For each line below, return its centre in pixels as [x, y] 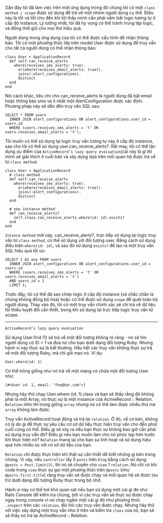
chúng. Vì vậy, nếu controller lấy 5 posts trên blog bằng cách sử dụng [76, 459]
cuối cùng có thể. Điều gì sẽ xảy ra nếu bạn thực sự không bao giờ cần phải [81, 429]
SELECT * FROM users [26, 115]
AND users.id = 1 [27, 281]
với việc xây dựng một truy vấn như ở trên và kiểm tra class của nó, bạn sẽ [80, 510]
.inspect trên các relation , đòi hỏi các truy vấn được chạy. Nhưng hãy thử [80, 505]
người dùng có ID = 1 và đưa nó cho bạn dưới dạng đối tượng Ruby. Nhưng [79, 343]
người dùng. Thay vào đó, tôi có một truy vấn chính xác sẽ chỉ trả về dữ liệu [81, 305]
